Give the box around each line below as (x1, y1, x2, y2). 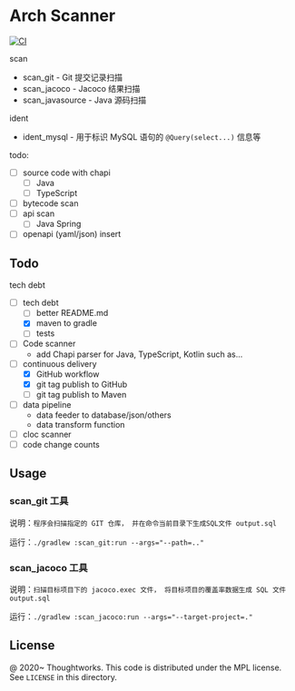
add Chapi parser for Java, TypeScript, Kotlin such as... (35, 349, 243, 360)
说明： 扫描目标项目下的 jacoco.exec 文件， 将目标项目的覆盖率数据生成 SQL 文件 (9, 583, 287, 595)
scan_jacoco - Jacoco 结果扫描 (22, 83, 141, 94)
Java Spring (35, 219, 82, 230)
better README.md (35, 308, 109, 319)
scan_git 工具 (9, 495, 69, 508)
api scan (22, 208, 55, 219)
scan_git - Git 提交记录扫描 (22, 72, 123, 83)
